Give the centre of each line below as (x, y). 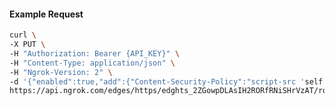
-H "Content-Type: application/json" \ (92, 63)
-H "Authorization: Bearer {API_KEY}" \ (95, 53)
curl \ (23, 35)
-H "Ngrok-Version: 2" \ (61, 72)
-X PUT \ (27, 45)
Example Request (46, 14)
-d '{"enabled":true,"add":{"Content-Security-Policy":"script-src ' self (166, 81)
